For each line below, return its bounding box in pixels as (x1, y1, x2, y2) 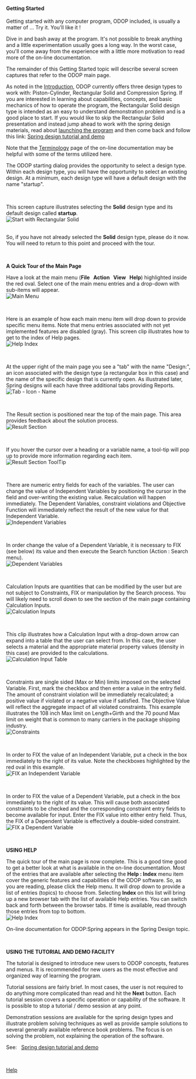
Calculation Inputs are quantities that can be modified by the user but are (6, 583, 183, 590)
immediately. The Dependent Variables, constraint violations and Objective (6, 500, 186, 507)
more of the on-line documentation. (6, 54, 92, 61)
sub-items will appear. (6, 287, 60, 294)
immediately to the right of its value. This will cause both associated (6, 799, 170, 806)
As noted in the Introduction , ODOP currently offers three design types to (6, 83, 183, 90)
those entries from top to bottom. (6, 908, 86, 915)
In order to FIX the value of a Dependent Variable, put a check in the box (6, 793, 180, 800)
